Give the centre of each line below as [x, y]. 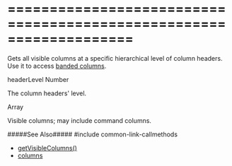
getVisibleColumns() [47, 148]
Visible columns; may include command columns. [80, 120]
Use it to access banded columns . [57, 66]
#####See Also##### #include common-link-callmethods [93, 134]
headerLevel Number [38, 79]
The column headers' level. [47, 93]
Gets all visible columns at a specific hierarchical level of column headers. [115, 58]
